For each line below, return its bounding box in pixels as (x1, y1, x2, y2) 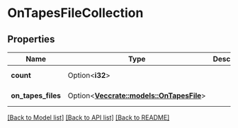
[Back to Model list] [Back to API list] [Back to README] (7, 113, 170, 122)
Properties (7, 33, 55, 45)
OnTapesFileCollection (7, 5, 144, 21)
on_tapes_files (11, 91, 62, 100)
